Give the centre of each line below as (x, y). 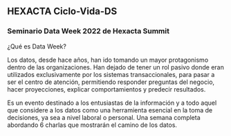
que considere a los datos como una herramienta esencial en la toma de (110, 110)
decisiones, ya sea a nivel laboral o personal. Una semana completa (104, 117)
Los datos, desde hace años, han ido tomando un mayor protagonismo (108, 60)
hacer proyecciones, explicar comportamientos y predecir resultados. (107, 89)
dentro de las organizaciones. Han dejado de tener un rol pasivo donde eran (116, 67)
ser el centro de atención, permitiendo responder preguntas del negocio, (111, 82)
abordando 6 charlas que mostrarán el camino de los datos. (92, 125)
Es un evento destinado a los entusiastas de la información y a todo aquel (112, 103)
